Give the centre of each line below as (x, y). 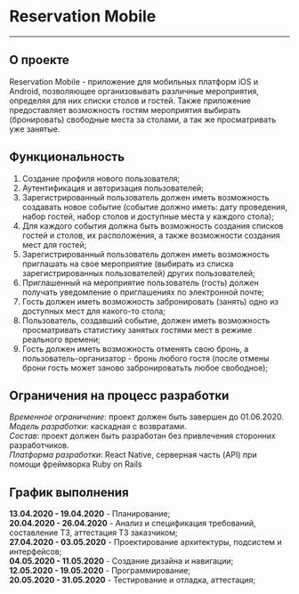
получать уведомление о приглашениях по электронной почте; (143, 292)
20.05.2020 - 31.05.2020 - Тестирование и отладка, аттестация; (133, 580)
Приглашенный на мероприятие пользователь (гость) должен (141, 282)
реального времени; (61, 339)
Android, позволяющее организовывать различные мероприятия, (134, 91)
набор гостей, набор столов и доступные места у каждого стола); (148, 216)
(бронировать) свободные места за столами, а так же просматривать (143, 119)
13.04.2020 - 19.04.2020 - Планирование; (90, 514)
